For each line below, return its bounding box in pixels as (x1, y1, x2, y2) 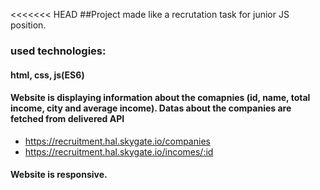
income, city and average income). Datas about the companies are (10, 102, 292, 114)
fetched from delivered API (10, 113, 125, 125)
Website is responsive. (10, 169, 108, 181)
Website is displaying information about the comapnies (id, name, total (10, 92, 311, 104)
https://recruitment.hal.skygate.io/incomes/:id (24, 145, 214, 158)
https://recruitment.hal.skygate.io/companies (24, 135, 211, 147)
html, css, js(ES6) (10, 69, 85, 81)
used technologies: (10, 44, 107, 58)
